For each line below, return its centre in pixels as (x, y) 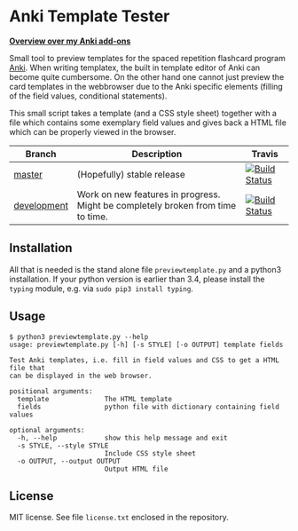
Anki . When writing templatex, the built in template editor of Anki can (135, 67)
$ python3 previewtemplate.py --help (79, 337)
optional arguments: (47, 430)
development (41, 205)
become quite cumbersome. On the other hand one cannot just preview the (147, 76)
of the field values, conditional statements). (88, 96)
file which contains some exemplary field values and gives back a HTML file (148, 123)
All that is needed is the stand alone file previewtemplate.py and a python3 (145, 269)
